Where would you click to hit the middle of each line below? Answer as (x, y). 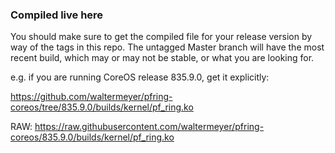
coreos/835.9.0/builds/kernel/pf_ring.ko (92, 137)
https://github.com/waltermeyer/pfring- (91, 97)
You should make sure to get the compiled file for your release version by (161, 37)
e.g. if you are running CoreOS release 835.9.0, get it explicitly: (140, 77)
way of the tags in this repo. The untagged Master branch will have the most (167, 47)
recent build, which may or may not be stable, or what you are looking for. (162, 58)
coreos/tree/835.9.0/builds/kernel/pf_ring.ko (102, 107)
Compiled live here (57, 15)
